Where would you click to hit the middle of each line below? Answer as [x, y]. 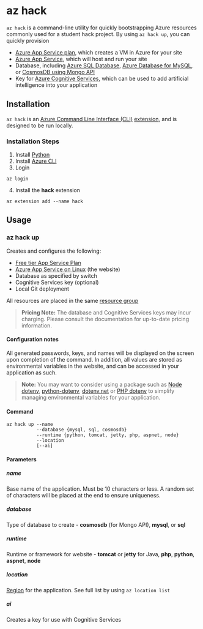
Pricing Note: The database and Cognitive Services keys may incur [106, 312]
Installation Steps [33, 141]
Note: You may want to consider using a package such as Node [102, 384]
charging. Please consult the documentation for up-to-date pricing [105, 319]
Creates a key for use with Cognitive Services [64, 619]
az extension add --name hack [45, 202]
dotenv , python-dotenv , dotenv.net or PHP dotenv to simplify [98, 391]
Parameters [21, 459]
